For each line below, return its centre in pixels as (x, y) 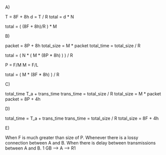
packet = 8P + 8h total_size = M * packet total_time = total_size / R (73, 46)
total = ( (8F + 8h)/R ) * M (31, 26)
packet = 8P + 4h (23, 99)
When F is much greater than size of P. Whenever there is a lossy (72, 138)
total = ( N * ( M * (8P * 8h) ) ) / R (39, 55)
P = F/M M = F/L (22, 65)
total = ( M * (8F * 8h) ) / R (32, 75)
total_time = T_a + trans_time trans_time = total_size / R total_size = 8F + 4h (82, 118)
